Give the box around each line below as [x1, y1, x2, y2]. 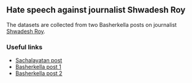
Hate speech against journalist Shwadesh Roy [6, 5, 186, 15]
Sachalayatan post [15, 57, 63, 64]
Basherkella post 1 [15, 63, 61, 71]
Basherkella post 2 [15, 70, 63, 77]
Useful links [6, 43, 43, 51]
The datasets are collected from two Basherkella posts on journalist [6, 21, 177, 28]
